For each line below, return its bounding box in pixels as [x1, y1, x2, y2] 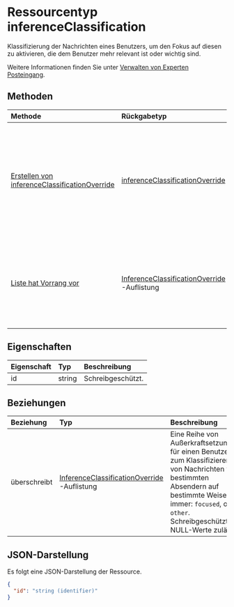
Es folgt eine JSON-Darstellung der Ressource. [7, 567, 142, 576]
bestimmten [170, 473, 210, 483]
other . [170, 508, 190, 518]
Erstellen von [10, 171, 54, 180]
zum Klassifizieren [170, 456, 231, 466]
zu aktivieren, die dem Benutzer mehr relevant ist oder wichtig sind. [7, 49, 201, 58]
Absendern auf [170, 482, 219, 491]
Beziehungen [7, 397, 66, 408]
